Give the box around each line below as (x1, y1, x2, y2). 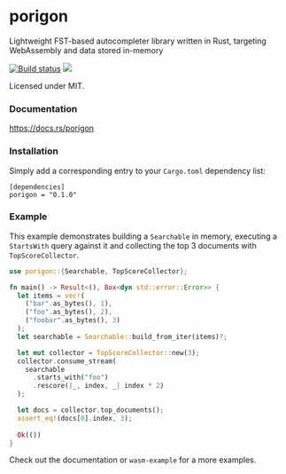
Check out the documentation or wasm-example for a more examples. (9, 454, 257, 465)
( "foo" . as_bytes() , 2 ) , (25, 308, 113, 317)
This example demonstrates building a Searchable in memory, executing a (9, 231, 277, 241)
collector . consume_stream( (17, 357, 117, 366)
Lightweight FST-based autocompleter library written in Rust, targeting (9, 36, 267, 46)
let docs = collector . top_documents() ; (17, 406, 165, 415)
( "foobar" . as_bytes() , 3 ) (25, 316, 121, 325)
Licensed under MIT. (9, 80, 85, 91)
